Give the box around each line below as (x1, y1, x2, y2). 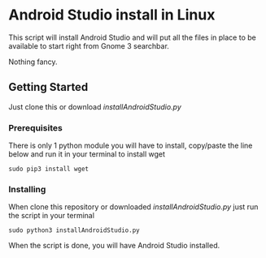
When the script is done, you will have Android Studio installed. (8, 241, 220, 251)
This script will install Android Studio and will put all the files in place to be (8, 32, 256, 42)
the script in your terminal (8, 211, 95, 221)
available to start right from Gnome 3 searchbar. (8, 41, 169, 50)
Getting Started (8, 80, 89, 94)
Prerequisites (8, 122, 63, 133)
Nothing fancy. (8, 57, 59, 67)
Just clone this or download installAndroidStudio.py (8, 101, 181, 111)
